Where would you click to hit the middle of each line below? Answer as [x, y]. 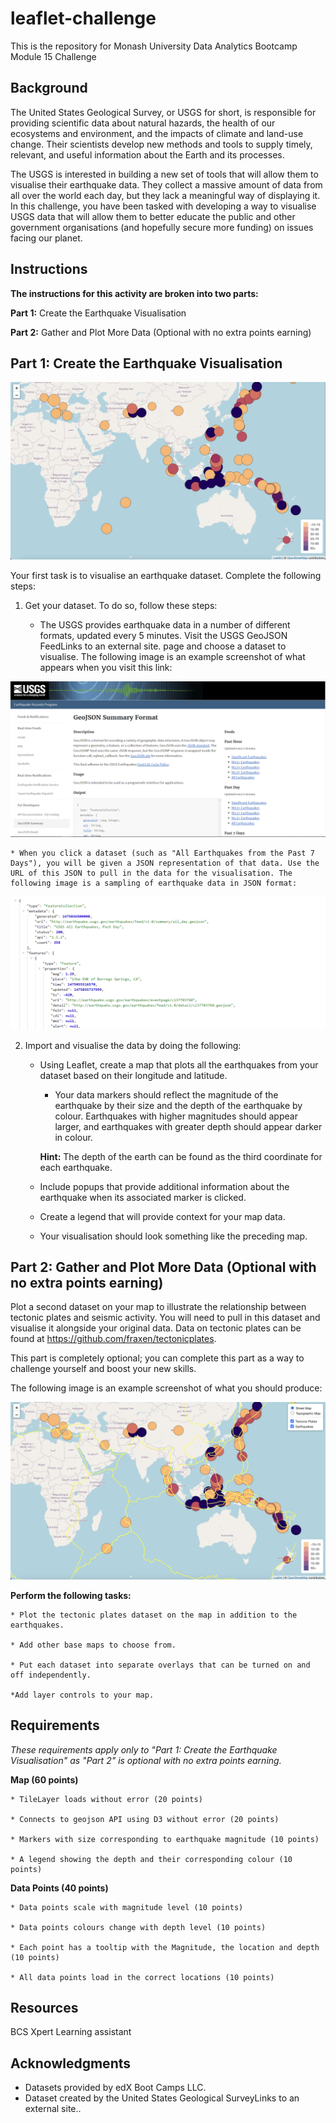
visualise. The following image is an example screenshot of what [172, 656]
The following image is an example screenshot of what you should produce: [166, 1388]
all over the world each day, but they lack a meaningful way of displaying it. [165, 195]
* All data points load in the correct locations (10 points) [142, 1977]
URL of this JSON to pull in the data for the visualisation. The [151, 873]
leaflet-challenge [83, 18]
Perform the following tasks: [71, 1595]
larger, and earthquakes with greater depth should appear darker [188, 1126]
